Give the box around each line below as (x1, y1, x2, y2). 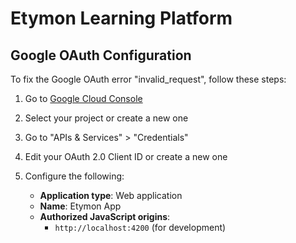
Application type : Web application (39, 190, 183, 201)
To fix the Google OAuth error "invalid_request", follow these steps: (10, 73, 287, 85)
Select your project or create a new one (24, 112, 189, 124)
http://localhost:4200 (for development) (54, 222, 227, 233)
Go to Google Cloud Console (24, 93, 143, 104)
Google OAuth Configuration (10, 47, 192, 64)
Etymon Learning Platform (10, 7, 233, 30)
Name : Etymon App (39, 200, 122, 212)
